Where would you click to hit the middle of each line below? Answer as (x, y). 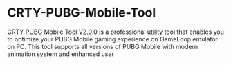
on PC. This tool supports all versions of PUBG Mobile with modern (103, 46)
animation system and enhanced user (61, 54)
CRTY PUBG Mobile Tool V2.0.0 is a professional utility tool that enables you (116, 32)
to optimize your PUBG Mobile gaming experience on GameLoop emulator (112, 39)
